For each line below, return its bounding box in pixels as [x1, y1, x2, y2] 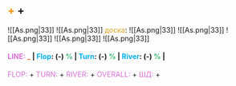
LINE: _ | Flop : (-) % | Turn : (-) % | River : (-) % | [7, 52, 165, 61]
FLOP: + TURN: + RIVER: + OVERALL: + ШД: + [7, 69, 161, 80]
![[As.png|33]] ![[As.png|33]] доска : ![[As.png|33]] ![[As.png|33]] [7, 25, 225, 34]
